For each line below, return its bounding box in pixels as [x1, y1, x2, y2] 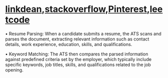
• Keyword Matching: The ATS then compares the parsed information [5, 51, 148, 57]
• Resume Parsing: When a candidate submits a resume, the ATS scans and [5, 30, 161, 36]
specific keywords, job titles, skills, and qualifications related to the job [5, 61, 151, 67]
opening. [5, 66, 24, 73]
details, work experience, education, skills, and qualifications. [5, 41, 132, 47]
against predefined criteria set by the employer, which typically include [5, 56, 152, 62]
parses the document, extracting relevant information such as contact [5, 36, 149, 42]
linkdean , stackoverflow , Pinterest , [5, 3, 150, 15]
